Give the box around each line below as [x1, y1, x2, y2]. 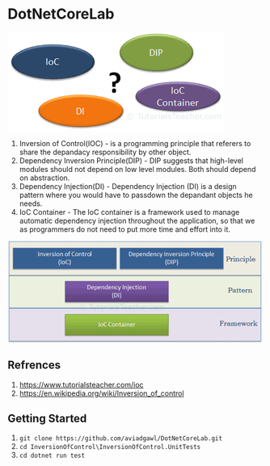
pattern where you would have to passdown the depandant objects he [19, 190, 253, 199]
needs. [19, 199, 43, 208]
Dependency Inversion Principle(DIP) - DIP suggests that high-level [19, 155, 244, 166]
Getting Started [7, 411, 87, 425]
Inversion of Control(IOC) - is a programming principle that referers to [19, 138, 251, 148]
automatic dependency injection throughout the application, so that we [19, 216, 255, 225]
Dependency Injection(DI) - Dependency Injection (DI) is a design [19, 181, 238, 191]
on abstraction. [19, 173, 70, 183]
